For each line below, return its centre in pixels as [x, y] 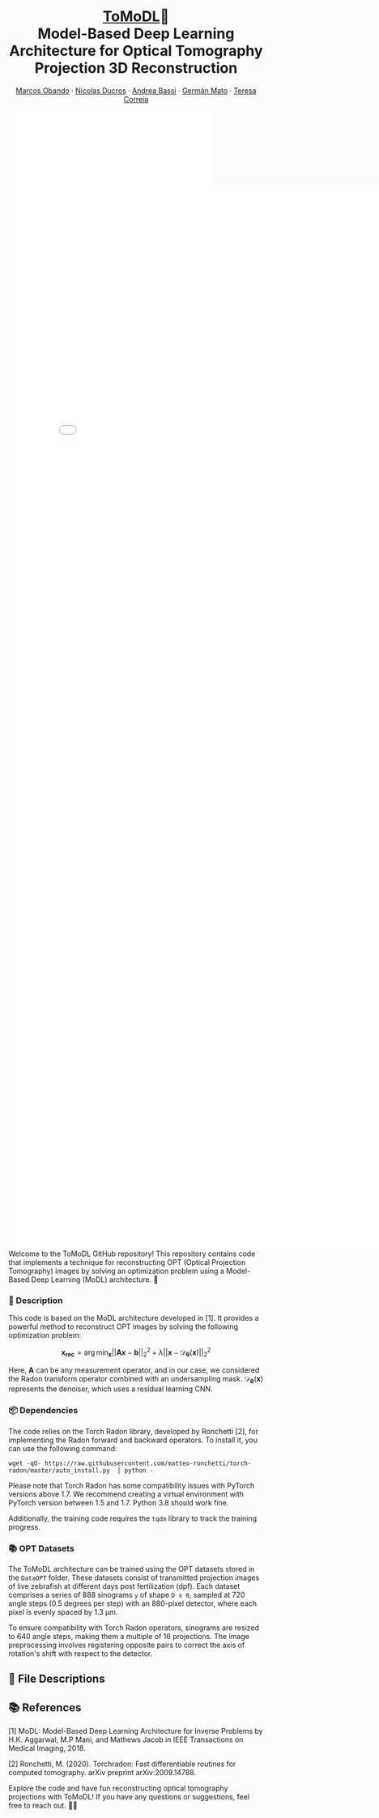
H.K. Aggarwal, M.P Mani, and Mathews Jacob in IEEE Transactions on [126, 1739]
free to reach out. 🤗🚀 [43, 1806]
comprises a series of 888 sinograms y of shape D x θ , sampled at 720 [127, 1595]
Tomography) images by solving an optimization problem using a [117, 1271]
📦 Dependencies [43, 1411]
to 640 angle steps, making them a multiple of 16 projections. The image [129, 1637]
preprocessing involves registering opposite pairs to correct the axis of [127, 1645]
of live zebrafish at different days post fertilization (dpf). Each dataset [124, 1586]
